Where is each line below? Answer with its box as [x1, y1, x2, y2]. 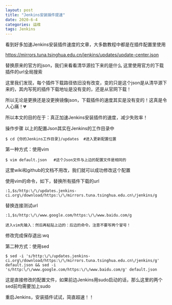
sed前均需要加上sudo [5, 283, 51, 290]
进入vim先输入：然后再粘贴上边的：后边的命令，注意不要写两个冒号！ [5, 223, 131, 228]
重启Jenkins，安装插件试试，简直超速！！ [5, 294, 94, 300]
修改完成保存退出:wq [5, 232, 49, 239]
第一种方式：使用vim [5, 146, 49, 152]
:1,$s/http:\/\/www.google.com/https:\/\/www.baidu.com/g [5, 213, 132, 218]
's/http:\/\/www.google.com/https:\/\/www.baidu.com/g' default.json [5, 267, 158, 273]
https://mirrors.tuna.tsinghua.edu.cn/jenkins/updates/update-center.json [5, 52, 159, 58]
